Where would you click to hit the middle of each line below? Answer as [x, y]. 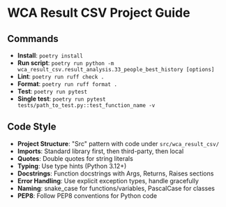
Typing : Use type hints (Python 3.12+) [72, 166]
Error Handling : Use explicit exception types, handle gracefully [108, 180]
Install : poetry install [50, 55]
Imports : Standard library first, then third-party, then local [100, 151]
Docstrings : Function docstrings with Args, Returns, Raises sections [115, 173]
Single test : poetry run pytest [61, 99]
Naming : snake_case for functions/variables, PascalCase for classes [116, 188]
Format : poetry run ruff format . [67, 84]
